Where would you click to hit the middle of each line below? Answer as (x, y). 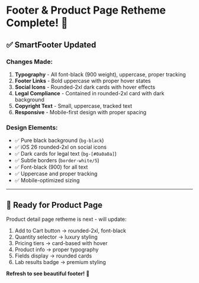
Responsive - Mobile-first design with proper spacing (81, 112)
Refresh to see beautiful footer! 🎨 (48, 274)
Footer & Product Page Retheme (86, 10)
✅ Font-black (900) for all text (51, 167)
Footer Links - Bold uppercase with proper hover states (83, 81)
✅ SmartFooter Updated (51, 45)
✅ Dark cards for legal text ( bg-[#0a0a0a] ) (66, 154)
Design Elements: (32, 127)
